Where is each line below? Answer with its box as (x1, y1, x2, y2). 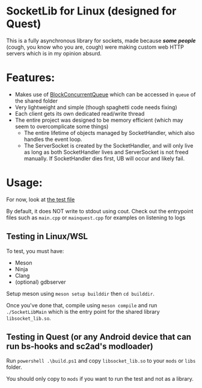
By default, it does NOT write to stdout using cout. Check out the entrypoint (6, 207, 194, 214)
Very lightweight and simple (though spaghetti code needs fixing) (14, 104, 177, 111)
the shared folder (14, 97, 58, 104)
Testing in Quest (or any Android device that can (6, 332, 191, 342)
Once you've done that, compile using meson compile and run (6, 301, 158, 308)
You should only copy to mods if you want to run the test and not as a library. (6, 375, 194, 383)
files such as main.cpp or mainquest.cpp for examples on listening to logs (6, 214, 186, 221)
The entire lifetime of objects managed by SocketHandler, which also (23, 129, 195, 136)
